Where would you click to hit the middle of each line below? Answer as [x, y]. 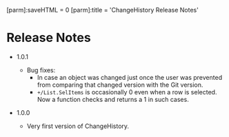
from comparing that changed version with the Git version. [120, 85]
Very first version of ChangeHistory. [78, 126]
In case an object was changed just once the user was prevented [129, 77]
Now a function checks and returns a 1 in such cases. [113, 99]
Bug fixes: [41, 70]
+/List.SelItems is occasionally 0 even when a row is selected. [127, 92]
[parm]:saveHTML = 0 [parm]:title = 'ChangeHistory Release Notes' [103, 10]
